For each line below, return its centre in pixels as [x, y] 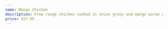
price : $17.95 [20, 19]
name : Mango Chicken [27, 10]
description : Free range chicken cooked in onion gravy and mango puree [82, 14]
